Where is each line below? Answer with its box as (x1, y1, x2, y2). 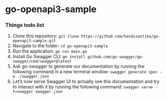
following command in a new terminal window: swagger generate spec (12, 69, 158, 75)
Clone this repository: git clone (12, 33, 79, 39)
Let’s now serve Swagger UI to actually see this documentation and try (12, 78, 160, 84)
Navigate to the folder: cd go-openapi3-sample (12, 43, 108, 49)
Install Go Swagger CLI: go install (12, 54, 86, 60)
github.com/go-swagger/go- (87, 55, 144, 60)
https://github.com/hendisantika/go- (81, 34, 160, 39)
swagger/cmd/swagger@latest (12, 59, 72, 64)
